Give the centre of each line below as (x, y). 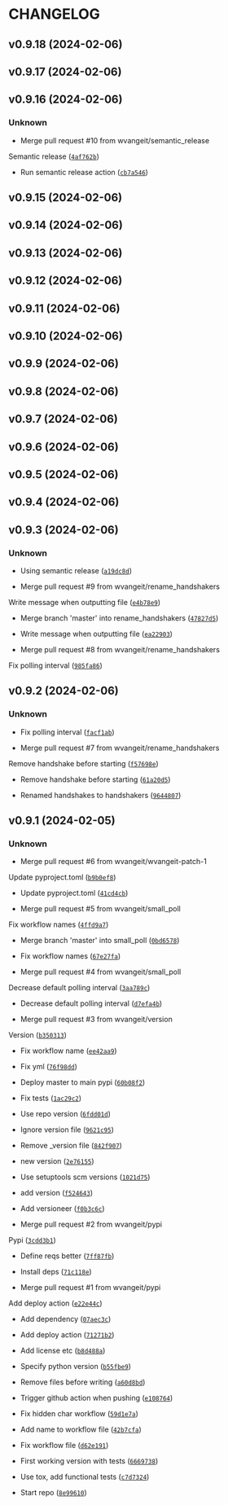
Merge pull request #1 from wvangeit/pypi (90, 1288)
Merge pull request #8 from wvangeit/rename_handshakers (120, 650)
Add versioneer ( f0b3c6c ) (62, 1209)
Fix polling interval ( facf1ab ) (68, 732)
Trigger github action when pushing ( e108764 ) (96, 1398)
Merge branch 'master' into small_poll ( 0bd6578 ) (100, 941)
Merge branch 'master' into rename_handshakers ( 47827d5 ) (119, 618)
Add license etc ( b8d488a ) (63, 1351)
